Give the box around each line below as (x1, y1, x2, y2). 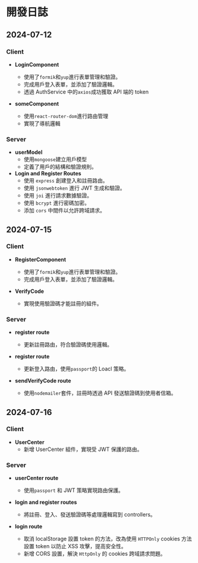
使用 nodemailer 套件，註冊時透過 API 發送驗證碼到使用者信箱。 (23, 389, 177, 397)
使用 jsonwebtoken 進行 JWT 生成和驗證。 (23, 184, 126, 191)
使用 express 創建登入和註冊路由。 (23, 177, 108, 184)
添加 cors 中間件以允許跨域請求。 (23, 207, 106, 214)
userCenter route (14, 475, 59, 482)
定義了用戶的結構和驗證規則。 (23, 163, 97, 171)
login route (14, 523, 43, 530)
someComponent (14, 100, 59, 107)
